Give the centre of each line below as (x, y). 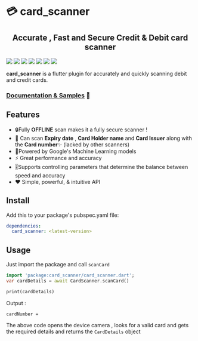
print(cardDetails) (30, 291)
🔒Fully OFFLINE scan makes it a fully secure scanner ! (81, 130)
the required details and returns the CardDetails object (74, 331)
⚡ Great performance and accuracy (58, 158)
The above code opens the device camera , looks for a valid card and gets (98, 325)
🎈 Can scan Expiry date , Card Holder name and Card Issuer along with (103, 138)
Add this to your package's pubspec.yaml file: (63, 215)
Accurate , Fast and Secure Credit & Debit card (100, 37)
